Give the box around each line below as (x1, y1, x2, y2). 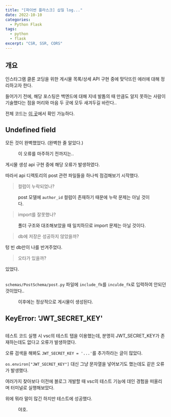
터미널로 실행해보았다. (10, 385, 55, 391)
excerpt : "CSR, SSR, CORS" (5, 41, 63, 46)
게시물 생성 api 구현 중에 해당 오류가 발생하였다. (5, 162, 101, 168)
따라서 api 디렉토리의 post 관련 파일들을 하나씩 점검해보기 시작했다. (5, 172, 139, 178)
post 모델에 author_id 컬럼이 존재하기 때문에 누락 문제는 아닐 (18, 194, 140, 201)
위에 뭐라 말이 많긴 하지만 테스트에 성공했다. (5, 395, 93, 402)
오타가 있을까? (17, 255, 47, 262)
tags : (5, 27, 17, 32)
